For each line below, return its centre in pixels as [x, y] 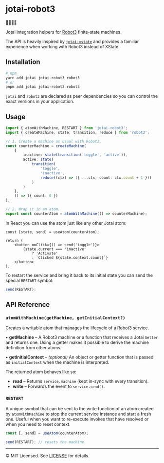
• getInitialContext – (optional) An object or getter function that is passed [80, 357]
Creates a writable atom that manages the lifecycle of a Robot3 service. [77, 328]
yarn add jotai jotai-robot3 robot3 [43, 78]
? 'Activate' [45, 253]
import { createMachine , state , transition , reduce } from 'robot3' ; [78, 132]
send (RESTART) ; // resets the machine [45, 442]
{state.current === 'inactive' [55, 249]
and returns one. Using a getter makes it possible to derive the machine [77, 342]
